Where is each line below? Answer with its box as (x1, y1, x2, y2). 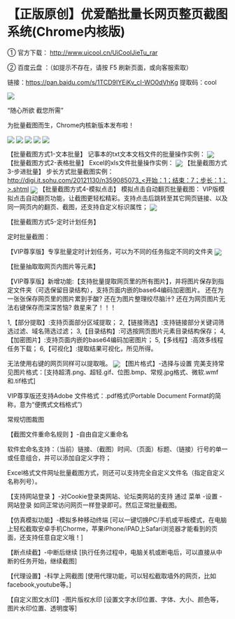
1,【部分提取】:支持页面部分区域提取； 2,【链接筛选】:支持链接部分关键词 (7, 318, 219, 326)
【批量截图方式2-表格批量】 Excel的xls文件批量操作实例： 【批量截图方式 (7, 159, 227, 167)
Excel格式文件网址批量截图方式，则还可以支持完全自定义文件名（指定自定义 (7, 469, 225, 477)
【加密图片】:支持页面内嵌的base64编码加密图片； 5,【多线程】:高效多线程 (7, 335, 224, 343)
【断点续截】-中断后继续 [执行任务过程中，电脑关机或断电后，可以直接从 (7, 548, 217, 557)
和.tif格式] (7, 377, 36, 385)
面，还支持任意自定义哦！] (7, 533, 84, 542)
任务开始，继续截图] (19, 557, 78, 565)
